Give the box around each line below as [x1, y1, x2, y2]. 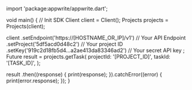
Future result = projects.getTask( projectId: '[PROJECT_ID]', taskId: [6, 53, 170, 60]
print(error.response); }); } [6, 77, 71, 84]
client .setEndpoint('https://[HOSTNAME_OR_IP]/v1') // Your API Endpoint [6, 34, 186, 41]
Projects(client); [6, 23, 45, 30]
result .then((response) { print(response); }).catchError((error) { [6, 71, 163, 78]
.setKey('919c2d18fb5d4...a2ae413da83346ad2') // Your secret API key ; [6, 47, 185, 54]
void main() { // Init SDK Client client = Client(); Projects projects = [6, 17, 169, 23]
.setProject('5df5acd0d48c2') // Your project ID [6, 41, 123, 47]
